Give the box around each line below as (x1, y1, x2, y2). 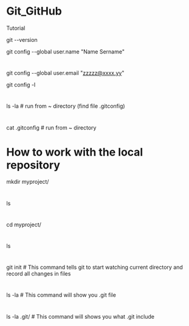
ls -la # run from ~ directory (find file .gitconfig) (6, 102, 126, 110)
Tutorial (6, 24, 26, 32)
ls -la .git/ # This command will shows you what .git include (6, 313, 155, 320)
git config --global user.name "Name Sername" (6, 47, 125, 55)
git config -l (6, 81, 36, 89)
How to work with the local (6, 145, 143, 159)
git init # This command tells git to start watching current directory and (6, 263, 184, 271)
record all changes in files (6, 270, 71, 277)
